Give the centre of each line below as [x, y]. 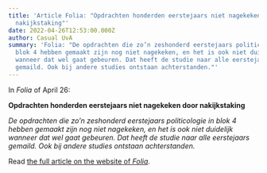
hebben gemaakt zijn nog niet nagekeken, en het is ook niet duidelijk [121, 129]
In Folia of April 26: [39, 90]
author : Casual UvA [41, 38]
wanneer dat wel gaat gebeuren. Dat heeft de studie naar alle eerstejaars [129, 137]
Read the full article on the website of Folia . [79, 161]
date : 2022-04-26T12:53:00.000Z [62, 30]
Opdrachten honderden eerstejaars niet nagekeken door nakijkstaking [127, 105]
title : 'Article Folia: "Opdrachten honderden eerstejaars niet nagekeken [135, 15]
